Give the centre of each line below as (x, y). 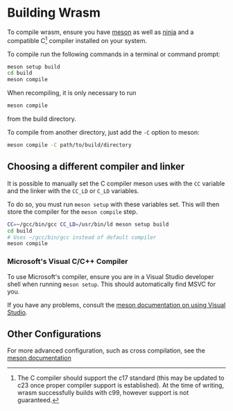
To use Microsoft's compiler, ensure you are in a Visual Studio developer (111, 276)
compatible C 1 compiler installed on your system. (77, 40)
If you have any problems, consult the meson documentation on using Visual (116, 305)
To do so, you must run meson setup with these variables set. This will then (113, 204)
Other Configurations (54, 334)
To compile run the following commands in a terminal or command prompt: (114, 54)
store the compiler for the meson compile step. (72, 211)
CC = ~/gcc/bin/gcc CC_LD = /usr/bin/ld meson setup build (88, 224)
